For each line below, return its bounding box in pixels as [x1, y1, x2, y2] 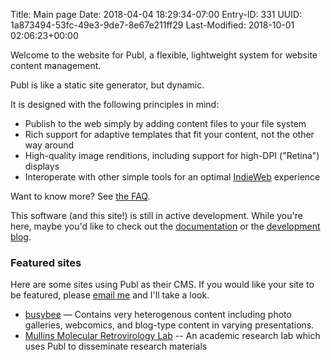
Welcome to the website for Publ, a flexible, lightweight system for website [10, 49, 318, 61]
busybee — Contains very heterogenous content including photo [24, 309, 292, 321]
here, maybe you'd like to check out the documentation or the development [10, 220, 321, 232]
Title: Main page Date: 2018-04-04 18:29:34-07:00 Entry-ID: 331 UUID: [10, 9, 303, 20]
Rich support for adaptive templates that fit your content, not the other [24, 129, 315, 140]
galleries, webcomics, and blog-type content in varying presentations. [24, 319, 315, 331]
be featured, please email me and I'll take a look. [10, 289, 210, 301]
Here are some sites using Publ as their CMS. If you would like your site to [10, 279, 315, 291]
